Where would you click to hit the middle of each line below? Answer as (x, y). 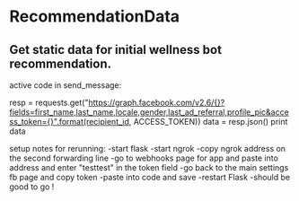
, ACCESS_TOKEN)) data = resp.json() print (208, 122)
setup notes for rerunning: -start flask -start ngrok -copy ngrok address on (147, 149)
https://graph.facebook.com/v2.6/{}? (157, 102)
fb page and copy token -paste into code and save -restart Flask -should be (149, 177)
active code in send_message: (66, 85)
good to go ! (32, 187)
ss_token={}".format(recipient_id (70, 122)
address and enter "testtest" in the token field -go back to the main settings (149, 167)
